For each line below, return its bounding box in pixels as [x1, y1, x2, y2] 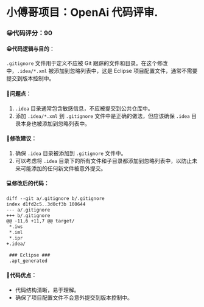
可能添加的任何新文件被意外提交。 [20, 165, 107, 172]
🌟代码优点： [6, 272, 37, 279]
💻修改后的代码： [6, 180, 50, 187]
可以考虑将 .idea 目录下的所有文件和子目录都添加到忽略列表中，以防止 [15, 157, 192, 164]
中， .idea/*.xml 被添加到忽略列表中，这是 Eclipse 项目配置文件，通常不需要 [6, 67, 198, 75]
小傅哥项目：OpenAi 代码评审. [6, 5, 158, 19]
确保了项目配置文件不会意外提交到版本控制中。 [15, 294, 133, 301]
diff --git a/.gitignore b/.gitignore [6, 195, 105, 201]
